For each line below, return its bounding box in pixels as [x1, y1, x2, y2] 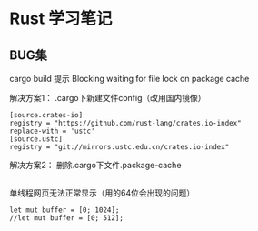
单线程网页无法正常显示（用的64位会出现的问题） [9, 187, 195, 198]
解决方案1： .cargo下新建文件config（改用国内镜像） [9, 93, 206, 103]
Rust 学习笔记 [9, 8, 113, 29]
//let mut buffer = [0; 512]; [9, 214, 124, 223]
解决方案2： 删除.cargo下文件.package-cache [9, 160, 182, 170]
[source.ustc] [9, 135, 64, 144]
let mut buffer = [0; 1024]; [9, 206, 120, 215]
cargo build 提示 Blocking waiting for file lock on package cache [9, 74, 250, 84]
